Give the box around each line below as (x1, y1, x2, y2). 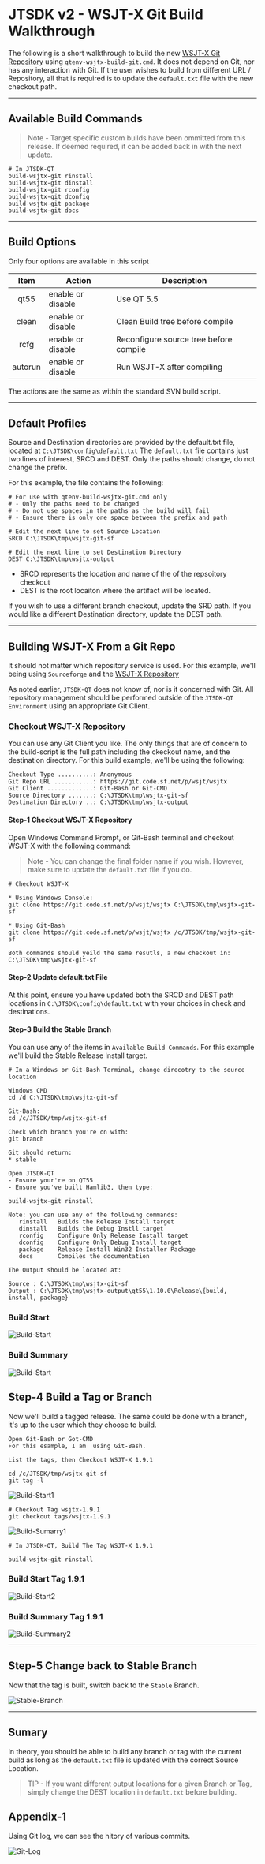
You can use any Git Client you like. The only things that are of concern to (8, 739, 248, 749)
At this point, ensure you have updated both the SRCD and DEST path (8, 990, 234, 999)
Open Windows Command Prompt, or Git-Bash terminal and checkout (8, 832, 234, 842)
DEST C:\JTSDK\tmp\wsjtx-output (8, 555, 114, 563)
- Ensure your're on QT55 (8, 1177, 93, 1185)
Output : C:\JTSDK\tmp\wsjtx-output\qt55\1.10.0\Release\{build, (8, 1287, 227, 1295)
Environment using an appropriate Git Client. (8, 701, 151, 711)
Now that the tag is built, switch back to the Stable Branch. (8, 1680, 200, 1690)
